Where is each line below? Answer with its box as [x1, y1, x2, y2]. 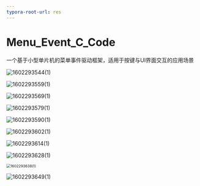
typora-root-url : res [6, 9, 62, 15]
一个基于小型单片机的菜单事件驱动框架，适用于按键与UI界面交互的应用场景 [6, 56, 194, 64]
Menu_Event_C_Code [6, 35, 116, 49]
